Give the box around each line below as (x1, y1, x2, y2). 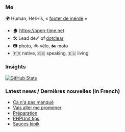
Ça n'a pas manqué (12, 99, 54, 105)
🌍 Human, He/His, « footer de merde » (5, 15, 88, 21)
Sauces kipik (12, 121, 40, 127)
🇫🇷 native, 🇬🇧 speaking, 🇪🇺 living (12, 50, 89, 57)
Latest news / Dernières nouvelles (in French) (5, 88, 120, 95)
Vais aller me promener (12, 104, 62, 111)
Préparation (12, 110, 38, 116)
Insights (5, 63, 26, 70)
